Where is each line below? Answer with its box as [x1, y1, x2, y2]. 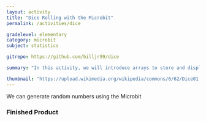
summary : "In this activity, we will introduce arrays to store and [6, 65, 185, 71]
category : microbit [6, 37, 56, 43]
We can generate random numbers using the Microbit [6, 92, 142, 100]
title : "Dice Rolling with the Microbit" [6, 15, 114, 21]
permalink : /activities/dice [6, 20, 81, 26]
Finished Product [6, 108, 58, 116]
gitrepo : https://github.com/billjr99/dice [6, 54, 120, 60]
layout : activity [6, 9, 51, 15]
